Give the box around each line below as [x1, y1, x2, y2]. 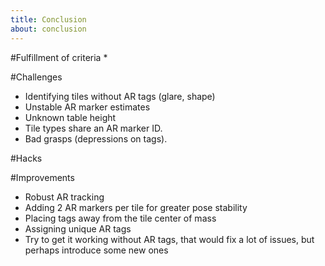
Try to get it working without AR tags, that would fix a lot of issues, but [24, 233, 315, 245]
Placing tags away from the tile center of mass [24, 212, 217, 224]
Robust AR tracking [24, 191, 105, 203]
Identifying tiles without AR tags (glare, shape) [24, 90, 216, 102]
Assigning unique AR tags [24, 222, 132, 235]
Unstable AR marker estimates [24, 101, 151, 113]
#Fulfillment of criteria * [10, 51, 108, 63]
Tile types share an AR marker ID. [24, 122, 163, 134]
